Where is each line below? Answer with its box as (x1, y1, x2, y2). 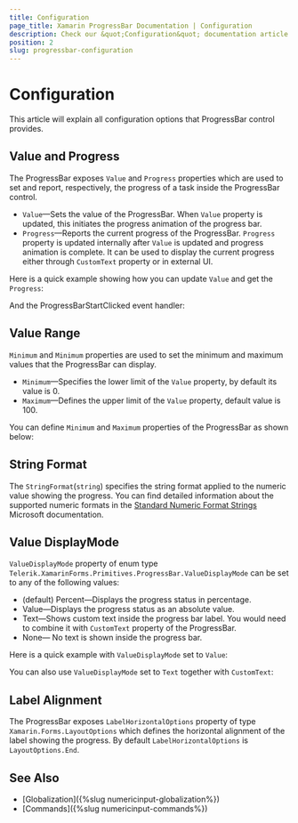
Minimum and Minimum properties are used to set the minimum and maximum (9, 349, 284, 360)
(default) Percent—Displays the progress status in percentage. (21, 594, 252, 605)
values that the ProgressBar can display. (9, 359, 157, 369)
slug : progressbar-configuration (9, 46, 133, 55)
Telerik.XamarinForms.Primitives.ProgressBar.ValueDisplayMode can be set (9, 568, 289, 578)
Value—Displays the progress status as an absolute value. (21, 604, 235, 615)
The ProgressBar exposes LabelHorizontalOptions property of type (9, 716, 256, 727)
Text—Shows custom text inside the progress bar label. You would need (21, 613, 286, 624)
